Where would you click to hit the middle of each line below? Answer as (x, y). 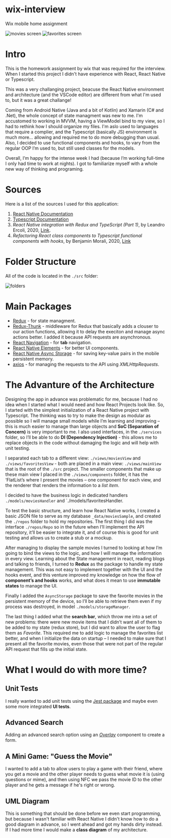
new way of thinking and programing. (45, 169)
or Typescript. (20, 79)
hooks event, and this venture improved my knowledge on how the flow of (83, 575)
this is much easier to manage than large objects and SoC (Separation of (82, 426)
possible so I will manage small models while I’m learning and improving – (82, 421)
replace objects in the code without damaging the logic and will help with (82, 443)
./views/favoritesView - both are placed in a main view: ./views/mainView (83, 463)
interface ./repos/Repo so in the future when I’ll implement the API (75, 527)
